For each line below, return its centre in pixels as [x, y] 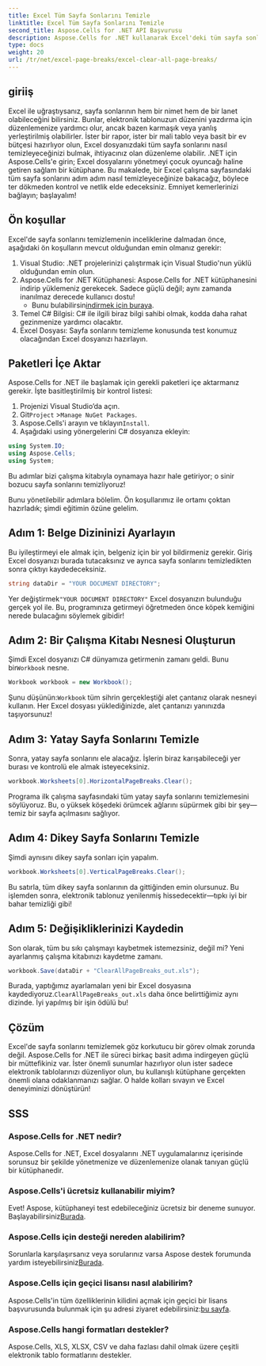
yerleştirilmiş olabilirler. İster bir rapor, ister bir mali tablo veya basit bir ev [127, 136]
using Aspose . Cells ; [42, 454]
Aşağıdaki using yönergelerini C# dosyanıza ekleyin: [105, 432]
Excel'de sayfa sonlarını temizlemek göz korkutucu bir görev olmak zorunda [132, 1047]
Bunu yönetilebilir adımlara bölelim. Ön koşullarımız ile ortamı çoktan [120, 499]
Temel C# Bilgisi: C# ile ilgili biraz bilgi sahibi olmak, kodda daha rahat [133, 313]
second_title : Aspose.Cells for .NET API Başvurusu [95, 30]
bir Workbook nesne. [39, 668]
